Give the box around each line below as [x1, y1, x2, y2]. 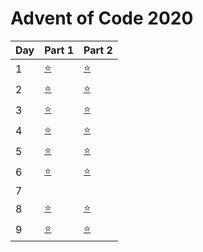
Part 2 [83, 43, 113, 57]
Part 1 [44, 43, 74, 57]
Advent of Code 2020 [10, 7, 194, 30]
